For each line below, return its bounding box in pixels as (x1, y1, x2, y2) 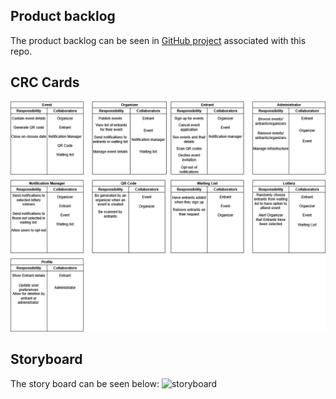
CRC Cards (10, 74, 80, 91)
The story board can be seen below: (10, 377, 160, 389)
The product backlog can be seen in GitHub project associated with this (10, 34, 307, 46)
